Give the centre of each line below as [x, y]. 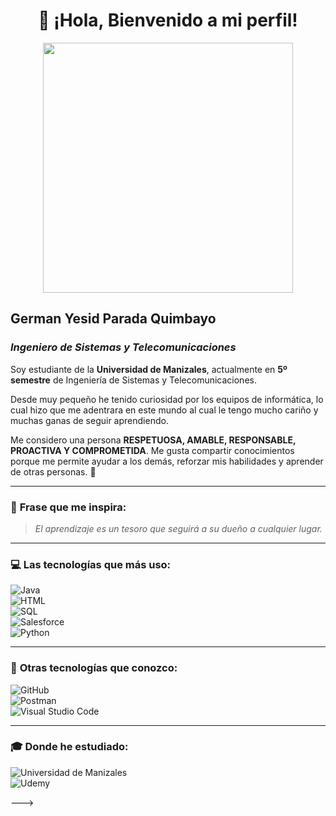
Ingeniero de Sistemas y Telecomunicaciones [123, 347]
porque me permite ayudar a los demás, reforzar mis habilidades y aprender [167, 461]
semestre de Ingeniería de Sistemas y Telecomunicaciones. [133, 380]
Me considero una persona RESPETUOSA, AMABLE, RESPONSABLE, [153, 440]
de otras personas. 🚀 [53, 471]
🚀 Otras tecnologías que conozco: [94, 668]
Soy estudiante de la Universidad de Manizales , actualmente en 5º [149, 369]
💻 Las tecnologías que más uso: [91, 564]
